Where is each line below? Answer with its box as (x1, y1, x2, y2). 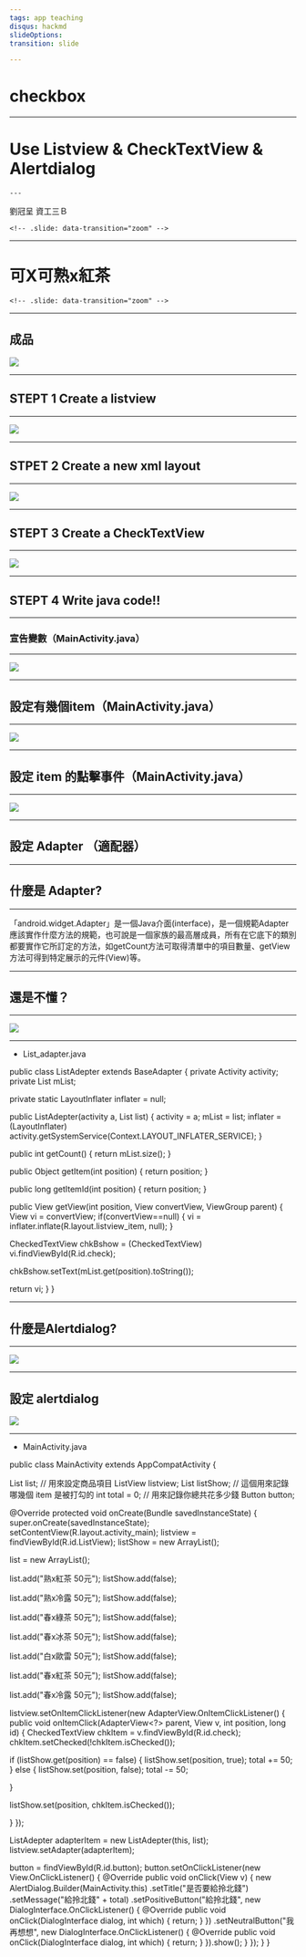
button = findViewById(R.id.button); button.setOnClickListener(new (9, 1862, 261, 1873)
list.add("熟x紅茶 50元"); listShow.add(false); (9, 1573, 178, 1584)
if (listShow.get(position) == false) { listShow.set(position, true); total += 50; (9, 1754, 293, 1765)
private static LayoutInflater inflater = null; (9, 1094, 167, 1105)
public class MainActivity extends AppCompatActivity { (9, 1459, 217, 1470)
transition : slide (9, 38, 79, 48)
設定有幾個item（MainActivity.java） (9, 699, 221, 714)
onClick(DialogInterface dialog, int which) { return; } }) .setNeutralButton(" (9, 1915, 287, 1926)
